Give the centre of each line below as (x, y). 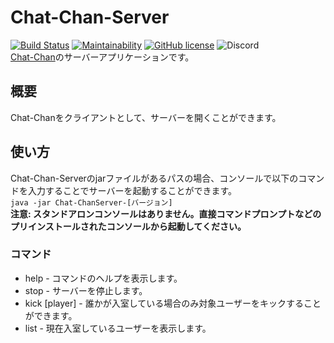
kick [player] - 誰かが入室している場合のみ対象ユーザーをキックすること (173, 303)
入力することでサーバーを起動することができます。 (132, 190)
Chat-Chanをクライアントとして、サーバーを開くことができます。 (146, 117)
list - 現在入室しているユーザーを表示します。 (118, 328)
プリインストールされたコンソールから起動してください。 (128, 226)
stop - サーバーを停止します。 (86, 290)
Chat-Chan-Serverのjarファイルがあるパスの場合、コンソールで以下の (154, 178)
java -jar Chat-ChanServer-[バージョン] (91, 202)
